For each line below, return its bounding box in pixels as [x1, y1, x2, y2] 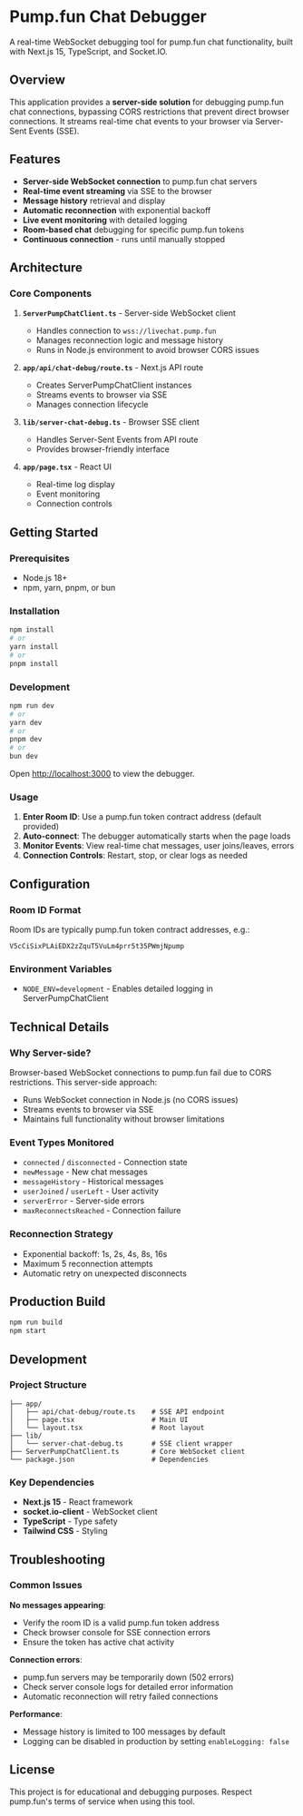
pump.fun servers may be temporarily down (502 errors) [22, 1672, 234, 1683]
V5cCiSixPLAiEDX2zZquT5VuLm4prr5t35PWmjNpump [9, 942, 184, 951]
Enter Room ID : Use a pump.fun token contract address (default [22, 811, 262, 822]
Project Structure [9, 1379, 87, 1391]
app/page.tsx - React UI [22, 461, 112, 473]
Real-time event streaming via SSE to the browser [22, 185, 212, 196]
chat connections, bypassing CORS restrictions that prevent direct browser [9, 106, 290, 117]
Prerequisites [9, 552, 70, 564]
